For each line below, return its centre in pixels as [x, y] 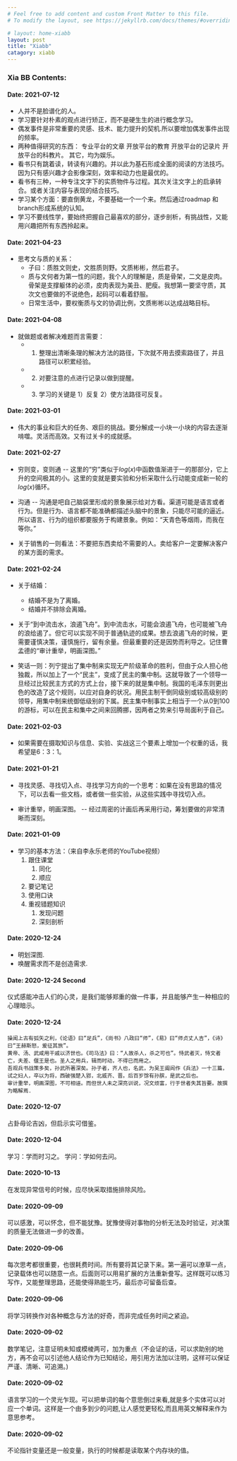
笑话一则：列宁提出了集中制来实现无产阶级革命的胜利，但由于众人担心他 [122, 666]
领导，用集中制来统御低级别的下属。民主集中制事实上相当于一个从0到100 [123, 701]
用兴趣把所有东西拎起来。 [55, 226]
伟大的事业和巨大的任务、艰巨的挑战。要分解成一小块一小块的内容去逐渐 [122, 427]
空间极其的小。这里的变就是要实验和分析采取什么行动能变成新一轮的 [129, 478]
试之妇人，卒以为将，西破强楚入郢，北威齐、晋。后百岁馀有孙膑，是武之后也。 [104, 1076]
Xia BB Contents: [37, 77]
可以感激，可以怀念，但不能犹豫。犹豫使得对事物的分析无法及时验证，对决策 [119, 1223]
